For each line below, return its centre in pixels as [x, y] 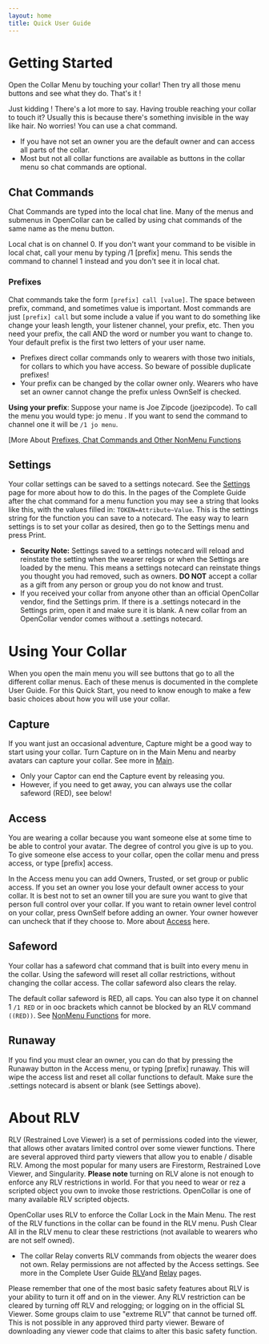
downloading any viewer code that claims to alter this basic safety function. [133, 1331]
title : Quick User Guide [50, 23]
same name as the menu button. [61, 228]
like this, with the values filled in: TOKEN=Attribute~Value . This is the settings [133, 510]
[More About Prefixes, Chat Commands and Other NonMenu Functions [125, 440]
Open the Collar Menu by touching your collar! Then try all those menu [124, 85]
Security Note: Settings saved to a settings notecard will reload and [132, 551]
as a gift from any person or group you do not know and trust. [122, 585]
